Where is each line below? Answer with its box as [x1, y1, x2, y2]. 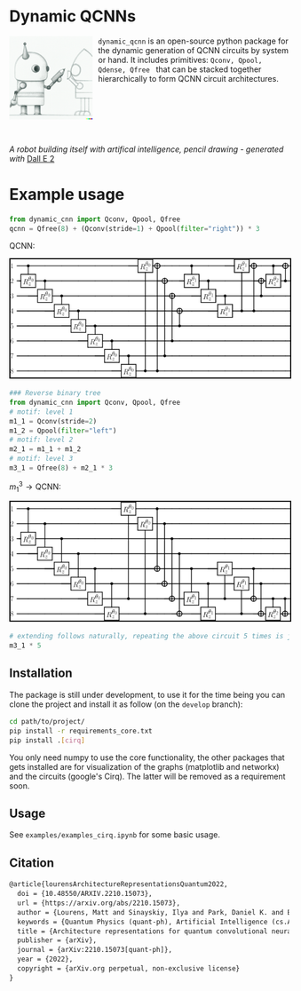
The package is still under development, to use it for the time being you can [9, 689, 286, 700]
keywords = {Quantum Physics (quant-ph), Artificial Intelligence [17, 917, 268, 926]
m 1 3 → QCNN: [9, 480, 61, 494]
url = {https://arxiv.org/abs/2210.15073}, [17, 899, 180, 908]
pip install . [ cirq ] [9, 735, 86, 745]
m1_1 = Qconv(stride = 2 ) [9, 416, 98, 425]
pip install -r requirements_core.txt [9, 726, 153, 735]
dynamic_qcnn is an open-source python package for [98, 36, 289, 46]
